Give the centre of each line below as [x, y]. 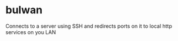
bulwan [24, 10]
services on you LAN [31, 32]
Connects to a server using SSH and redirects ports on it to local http [89, 26]
